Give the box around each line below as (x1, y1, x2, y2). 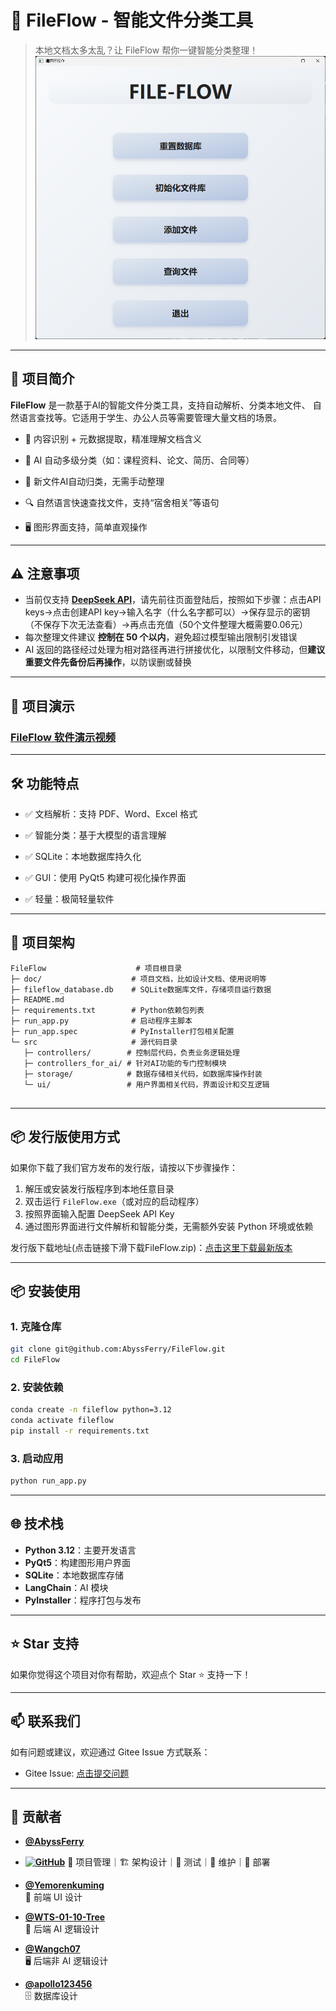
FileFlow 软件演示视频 (10, 730, 116, 744)
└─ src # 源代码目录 (10, 1037, 178, 1047)
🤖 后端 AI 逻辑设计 (24, 1923, 100, 1935)
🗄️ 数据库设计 (24, 1990, 78, 2002)
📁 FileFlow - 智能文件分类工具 (10, 9, 254, 32)
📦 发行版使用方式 (10, 1129, 121, 1146)
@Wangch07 (24, 1943, 81, 1955)
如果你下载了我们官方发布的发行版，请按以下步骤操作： (10, 1161, 238, 1173)
